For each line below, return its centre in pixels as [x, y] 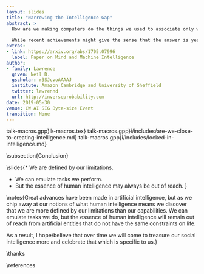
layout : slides [25, 12]
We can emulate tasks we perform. [59, 180]
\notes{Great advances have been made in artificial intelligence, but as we [99, 198]
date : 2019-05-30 [28, 102]
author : [16, 63]
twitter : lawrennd [35, 91]
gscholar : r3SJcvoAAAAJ [42, 80]
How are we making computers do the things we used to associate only [103, 29]
